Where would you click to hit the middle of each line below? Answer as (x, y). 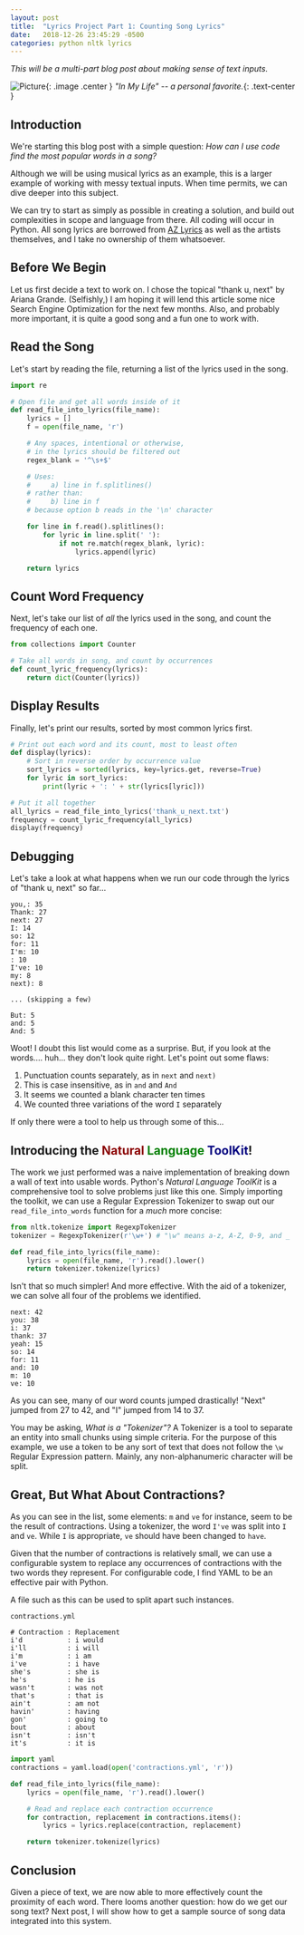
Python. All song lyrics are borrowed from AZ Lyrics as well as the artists (146, 230)
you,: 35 (27, 905)
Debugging (43, 856)
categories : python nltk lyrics (71, 43)
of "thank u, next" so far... (58, 888)
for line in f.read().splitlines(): (96, 527)
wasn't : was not (57, 1688)
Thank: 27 (29, 913)
